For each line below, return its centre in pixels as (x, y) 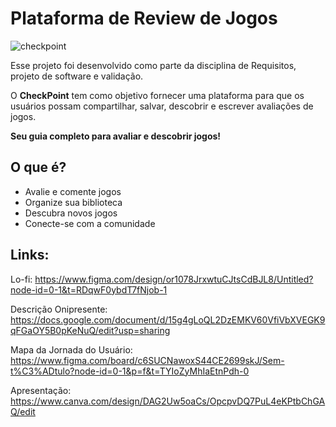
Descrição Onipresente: (59, 309)
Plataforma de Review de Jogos (144, 18)
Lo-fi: (21, 279)
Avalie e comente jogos (73, 191)
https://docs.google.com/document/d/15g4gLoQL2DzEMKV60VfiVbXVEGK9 (168, 319)
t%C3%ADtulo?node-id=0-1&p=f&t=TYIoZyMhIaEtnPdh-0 (130, 371)
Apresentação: (41, 390)
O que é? (38, 167)
